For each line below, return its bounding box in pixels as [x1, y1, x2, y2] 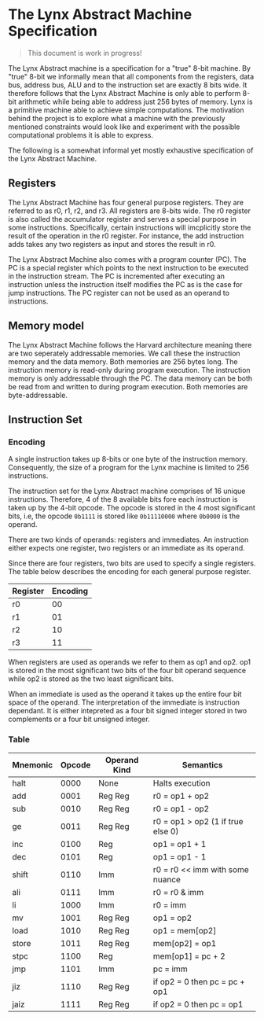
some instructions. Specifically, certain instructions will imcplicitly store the [8, 223, 251, 232]
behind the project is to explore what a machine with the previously [8, 113, 225, 123]
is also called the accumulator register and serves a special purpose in [8, 214, 237, 223]
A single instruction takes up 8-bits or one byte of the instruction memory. [8, 455, 247, 464]
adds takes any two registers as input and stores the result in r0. [8, 239, 216, 249]
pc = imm [152, 963, 188, 974]
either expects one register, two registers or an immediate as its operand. [8, 543, 245, 553]
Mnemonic [12, 759, 53, 770]
